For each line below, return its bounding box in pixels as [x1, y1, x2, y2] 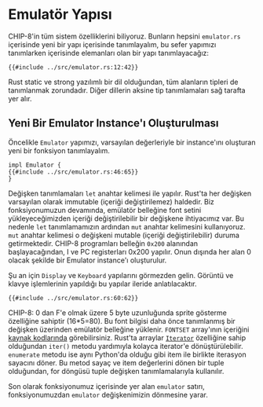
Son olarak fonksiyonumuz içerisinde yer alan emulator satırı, [8, 381, 206, 390]
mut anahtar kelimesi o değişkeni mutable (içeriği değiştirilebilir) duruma [8, 230, 239, 240]
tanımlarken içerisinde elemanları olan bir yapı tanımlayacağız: [8, 48, 210, 57]
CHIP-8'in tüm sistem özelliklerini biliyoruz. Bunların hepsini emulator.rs [8, 31, 241, 41]
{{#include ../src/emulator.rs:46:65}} [8, 167, 139, 176]
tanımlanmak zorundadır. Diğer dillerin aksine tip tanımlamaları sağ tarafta [8, 85, 246, 95]
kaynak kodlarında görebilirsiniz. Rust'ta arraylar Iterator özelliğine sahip [8, 332, 247, 343]
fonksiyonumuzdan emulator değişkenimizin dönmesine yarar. [8, 390, 208, 399]
